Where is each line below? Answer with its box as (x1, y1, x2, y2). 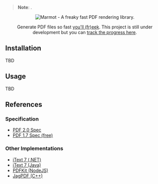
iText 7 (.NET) (12, 157, 41, 163)
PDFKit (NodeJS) (12, 167, 48, 173)
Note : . (17, 5, 32, 10)
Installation (5, 44, 41, 53)
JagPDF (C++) (12, 172, 43, 179)
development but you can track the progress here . (32, 29, 137, 35)
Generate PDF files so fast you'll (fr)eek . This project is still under (17, 24, 153, 30)
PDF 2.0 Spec (12, 127, 41, 133)
